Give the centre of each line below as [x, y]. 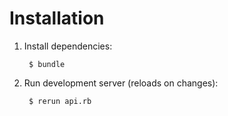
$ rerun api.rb [60, 101]
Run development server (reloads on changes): [121, 83]
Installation [57, 18]
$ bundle [47, 64]
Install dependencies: [68, 46]
